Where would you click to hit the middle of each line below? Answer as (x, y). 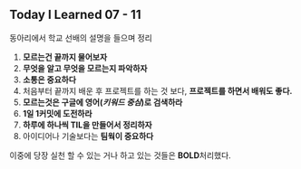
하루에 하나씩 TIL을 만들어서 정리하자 (87, 125)
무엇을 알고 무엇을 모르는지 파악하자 (85, 68)
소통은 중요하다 (49, 80)
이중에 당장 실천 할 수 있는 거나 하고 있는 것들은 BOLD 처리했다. (120, 155)
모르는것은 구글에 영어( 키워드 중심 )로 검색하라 (102, 102)
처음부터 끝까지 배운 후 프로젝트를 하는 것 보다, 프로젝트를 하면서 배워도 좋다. (157, 90)
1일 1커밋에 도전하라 (57, 113)
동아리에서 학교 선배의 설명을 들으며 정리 (81, 38)
